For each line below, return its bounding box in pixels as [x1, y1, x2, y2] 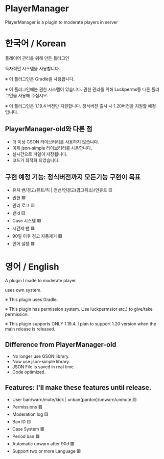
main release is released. [5, 326, 55, 332]
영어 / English [5, 261, 60, 272]
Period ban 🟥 [12, 433, 40, 439]
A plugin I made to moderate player [5, 278, 76, 284]
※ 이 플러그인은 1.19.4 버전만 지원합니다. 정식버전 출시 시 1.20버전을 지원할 [5, 103, 147, 108]
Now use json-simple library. [12, 359, 70, 365]
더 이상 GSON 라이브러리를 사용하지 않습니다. [12, 138, 99, 145]
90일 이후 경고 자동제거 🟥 [12, 233, 63, 239]
